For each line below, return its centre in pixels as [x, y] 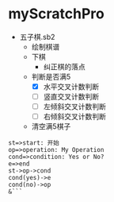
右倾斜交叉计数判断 [75, 117]
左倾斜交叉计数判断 [75, 107]
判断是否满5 [51, 76]
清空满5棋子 [51, 126]
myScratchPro [56, 14]
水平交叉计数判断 [71, 86]
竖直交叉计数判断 [71, 97]
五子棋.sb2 [37, 37]
